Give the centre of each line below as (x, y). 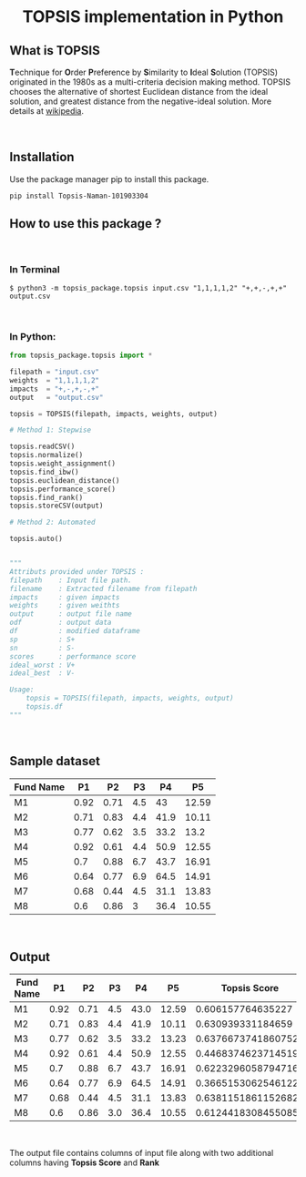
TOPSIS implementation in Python (153, 17)
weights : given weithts (65, 606)
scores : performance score (73, 656)
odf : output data (61, 623)
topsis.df (45, 707)
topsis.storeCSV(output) (56, 506)
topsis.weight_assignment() (63, 464)
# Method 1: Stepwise (51, 430)
